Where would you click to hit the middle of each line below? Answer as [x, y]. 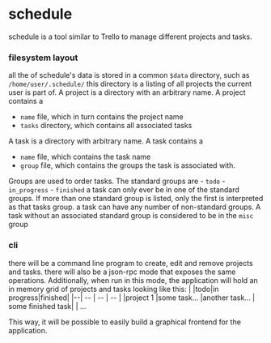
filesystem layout [43, 58]
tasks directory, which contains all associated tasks [106, 126]
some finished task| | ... [47, 306]
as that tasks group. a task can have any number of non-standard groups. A [135, 207]
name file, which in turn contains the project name [102, 117]
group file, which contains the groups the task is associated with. [128, 165]
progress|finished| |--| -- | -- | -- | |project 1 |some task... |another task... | [132, 298]
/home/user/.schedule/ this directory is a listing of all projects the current [130, 84]
